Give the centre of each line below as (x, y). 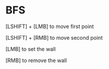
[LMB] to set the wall (31, 49)
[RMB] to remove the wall (36, 60)
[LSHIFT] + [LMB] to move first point (50, 26)
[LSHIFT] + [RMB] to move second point (54, 37)
